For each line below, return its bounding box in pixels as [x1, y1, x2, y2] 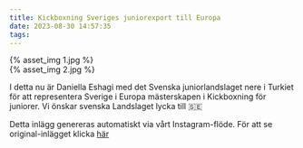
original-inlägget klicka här [9, 128, 110, 140]
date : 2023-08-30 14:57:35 [9, 22, 112, 31]
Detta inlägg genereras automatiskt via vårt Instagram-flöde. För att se [9, 119, 273, 130]
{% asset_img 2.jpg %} [9, 64, 95, 75]
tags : [9, 30, 30, 39]
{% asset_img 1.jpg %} [9, 55, 93, 66]
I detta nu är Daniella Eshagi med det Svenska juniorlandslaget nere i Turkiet [9, 82, 295, 93]
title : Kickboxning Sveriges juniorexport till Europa [9, 13, 221, 23]
